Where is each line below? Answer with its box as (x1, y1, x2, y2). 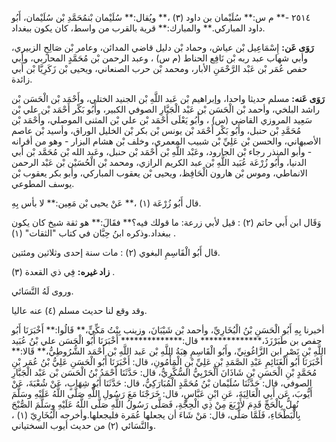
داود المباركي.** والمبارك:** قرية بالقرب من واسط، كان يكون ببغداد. (11, 22, 266, 34)
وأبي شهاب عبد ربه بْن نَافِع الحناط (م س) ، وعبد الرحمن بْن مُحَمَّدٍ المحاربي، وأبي (11, 52, 309, 64)
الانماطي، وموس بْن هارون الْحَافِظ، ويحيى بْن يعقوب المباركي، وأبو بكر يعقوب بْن (11, 167, 308, 179)
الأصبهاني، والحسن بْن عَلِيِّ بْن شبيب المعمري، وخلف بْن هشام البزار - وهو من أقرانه (11, 135, 322, 147)
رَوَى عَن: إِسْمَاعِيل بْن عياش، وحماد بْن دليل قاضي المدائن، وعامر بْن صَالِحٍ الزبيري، (11, 42, 314, 53)
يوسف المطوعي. (11, 178, 75, 189)
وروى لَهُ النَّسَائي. (11, 285, 74, 297)
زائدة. (11, 73, 33, 85)
